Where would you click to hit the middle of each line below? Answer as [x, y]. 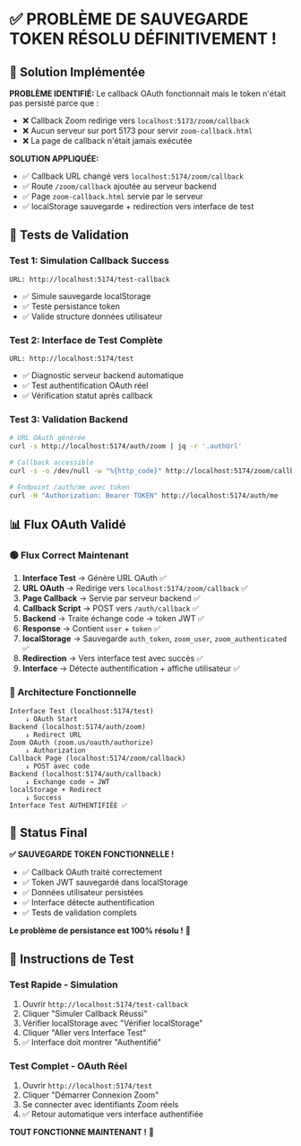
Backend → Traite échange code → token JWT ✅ [113, 619]
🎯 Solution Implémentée [77, 72]
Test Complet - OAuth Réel [69, 1066]
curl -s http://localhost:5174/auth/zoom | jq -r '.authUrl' [126, 446]
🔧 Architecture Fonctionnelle [73, 692]
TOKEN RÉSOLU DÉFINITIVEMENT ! [143, 39]
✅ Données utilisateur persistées [82, 893]
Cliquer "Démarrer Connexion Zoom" [90, 1095]
